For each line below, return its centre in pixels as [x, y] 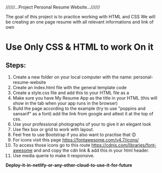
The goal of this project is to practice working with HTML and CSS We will [81, 17]
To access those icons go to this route [51, 145]
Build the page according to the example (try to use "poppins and [79, 108]
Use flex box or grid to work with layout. [53, 129]
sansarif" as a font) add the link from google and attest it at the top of [83, 114]
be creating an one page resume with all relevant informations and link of [80, 22]
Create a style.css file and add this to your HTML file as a [71, 93]
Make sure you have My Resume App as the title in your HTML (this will [85, 98]
